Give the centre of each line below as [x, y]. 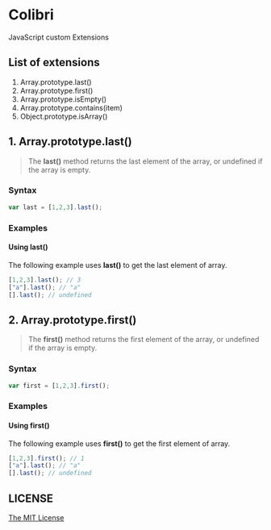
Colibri [31, 15]
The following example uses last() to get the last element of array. [118, 265]
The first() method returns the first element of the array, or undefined [144, 340]
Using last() [28, 247]
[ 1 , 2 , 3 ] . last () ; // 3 [45, 280]
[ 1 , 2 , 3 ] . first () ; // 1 [46, 458]
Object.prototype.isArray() [64, 116]
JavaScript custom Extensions [58, 37]
